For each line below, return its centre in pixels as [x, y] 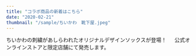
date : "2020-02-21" [30, 17]
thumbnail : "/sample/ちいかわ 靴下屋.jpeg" [58, 22]
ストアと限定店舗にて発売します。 [68, 47]
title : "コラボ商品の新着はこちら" [45, 11]
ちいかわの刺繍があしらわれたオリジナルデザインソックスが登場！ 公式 [96, 40]
